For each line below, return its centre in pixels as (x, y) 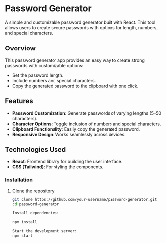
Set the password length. (38, 75)
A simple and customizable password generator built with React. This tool (80, 22)
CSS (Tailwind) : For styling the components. (58, 167)
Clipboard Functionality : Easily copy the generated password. (76, 129)
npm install (25, 222)
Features (19, 101)
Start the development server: (45, 231)
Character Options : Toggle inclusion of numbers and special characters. (86, 124)
